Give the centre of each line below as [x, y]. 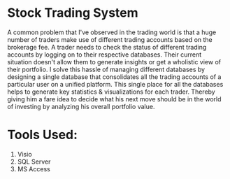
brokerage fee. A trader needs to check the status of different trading [107, 47]
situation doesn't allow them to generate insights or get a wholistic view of [114, 62]
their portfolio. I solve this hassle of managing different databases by [106, 69]
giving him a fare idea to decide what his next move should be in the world [114, 99]
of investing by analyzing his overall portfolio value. [81, 106]
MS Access [34, 169]
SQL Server [34, 162]
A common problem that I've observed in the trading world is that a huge [112, 32]
